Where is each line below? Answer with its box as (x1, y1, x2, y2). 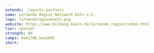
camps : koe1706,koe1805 (5, 36, 55, 41)
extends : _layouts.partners (5, 7, 64, 13)
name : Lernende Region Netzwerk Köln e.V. (5, 12, 96, 17)
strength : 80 (5, 31, 33, 36)
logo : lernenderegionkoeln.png (5, 17, 71, 22)
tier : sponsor (5, 26, 35, 31)
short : (5, 40, 19, 45)
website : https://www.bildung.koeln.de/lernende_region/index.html (5, 21, 150, 27)
